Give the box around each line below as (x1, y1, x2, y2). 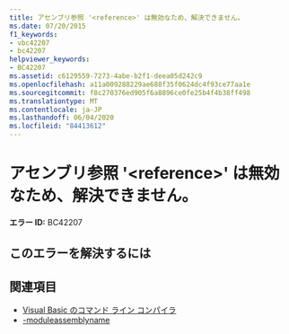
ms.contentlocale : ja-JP (9, 105, 102, 114)
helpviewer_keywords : (9, 55, 91, 64)
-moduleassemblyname (22, 315, 110, 326)
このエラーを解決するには (9, 246, 151, 261)
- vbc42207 (9, 38, 50, 48)
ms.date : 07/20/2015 (9, 22, 87, 31)
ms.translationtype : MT (9, 96, 99, 106)
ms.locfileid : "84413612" (9, 122, 106, 131)
